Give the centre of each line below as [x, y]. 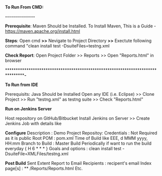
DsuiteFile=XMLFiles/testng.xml [37, 154]
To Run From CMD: [24, 7]
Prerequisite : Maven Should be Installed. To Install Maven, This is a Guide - [81, 26]
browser [13, 60]
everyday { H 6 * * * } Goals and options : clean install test [63, 148]
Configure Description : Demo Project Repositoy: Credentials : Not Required [81, 133]
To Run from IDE [22, 85]
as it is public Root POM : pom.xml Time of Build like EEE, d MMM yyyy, [76, 138]
